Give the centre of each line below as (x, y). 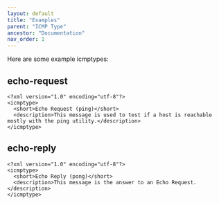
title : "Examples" (34, 20)
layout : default (30, 14)
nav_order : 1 (26, 39)
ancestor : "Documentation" (46, 33)
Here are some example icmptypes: (58, 59)
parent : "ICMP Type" (37, 26)
